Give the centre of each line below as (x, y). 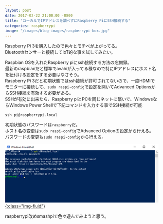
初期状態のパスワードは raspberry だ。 (43, 125)
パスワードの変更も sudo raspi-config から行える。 (55, 137)
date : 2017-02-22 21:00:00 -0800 (39, 15)
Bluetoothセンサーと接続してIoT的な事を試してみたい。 (60, 52)
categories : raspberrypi (30, 26)
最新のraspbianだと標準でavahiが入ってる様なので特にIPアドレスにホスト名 (81, 69)
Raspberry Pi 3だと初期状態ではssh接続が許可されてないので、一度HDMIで (80, 81)
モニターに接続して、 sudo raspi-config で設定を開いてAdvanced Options (78, 87)
